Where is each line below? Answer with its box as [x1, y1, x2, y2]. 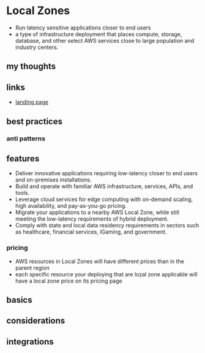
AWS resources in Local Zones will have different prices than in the [15, 257, 185, 265]
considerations [6, 316, 65, 326]
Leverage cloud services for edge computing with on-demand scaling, [15, 195, 193, 203]
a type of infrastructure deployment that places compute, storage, [15, 30, 182, 37]
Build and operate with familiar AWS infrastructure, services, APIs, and [15, 183, 193, 190]
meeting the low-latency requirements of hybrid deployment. [15, 215, 169, 222]
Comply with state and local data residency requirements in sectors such [15, 222, 199, 229]
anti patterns [6, 134, 46, 143]
